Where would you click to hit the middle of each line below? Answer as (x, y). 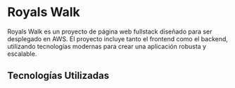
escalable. (22, 54)
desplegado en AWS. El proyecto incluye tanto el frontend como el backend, (118, 38)
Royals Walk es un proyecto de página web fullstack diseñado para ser (110, 31)
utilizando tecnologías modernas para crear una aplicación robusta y (107, 46)
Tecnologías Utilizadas (58, 76)
